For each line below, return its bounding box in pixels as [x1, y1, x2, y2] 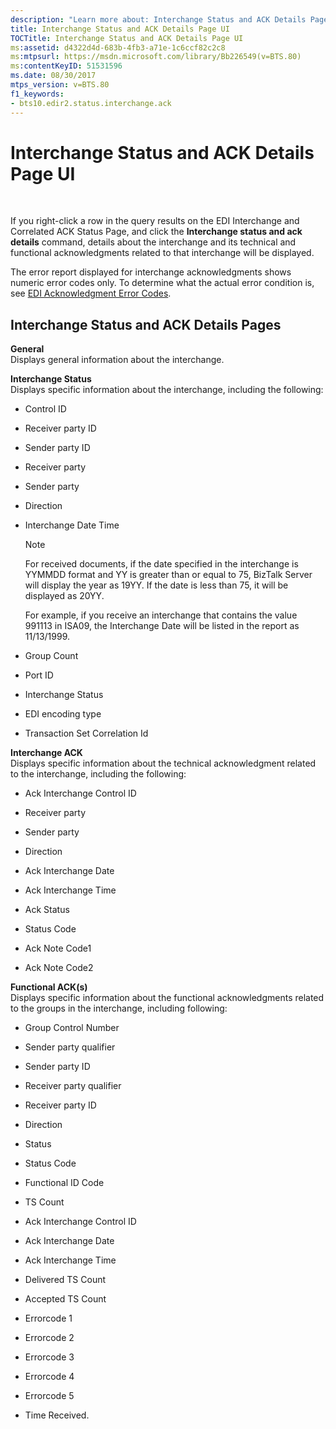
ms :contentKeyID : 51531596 [10, 61, 123, 71]
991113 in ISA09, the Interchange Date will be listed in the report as [24, 620, 300, 632]
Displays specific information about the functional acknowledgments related [10, 992, 325, 1004]
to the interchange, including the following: [10, 768, 187, 780]
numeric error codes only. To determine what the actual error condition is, [10, 277, 315, 289]
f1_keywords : [10, 89, 65, 99]
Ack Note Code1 [24, 942, 92, 955]
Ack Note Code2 [24, 962, 94, 974]
